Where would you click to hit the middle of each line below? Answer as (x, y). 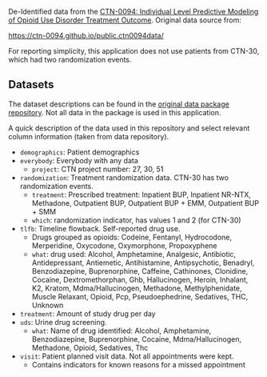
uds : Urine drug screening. (63, 322)
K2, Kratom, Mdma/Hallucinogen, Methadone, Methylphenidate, (137, 288)
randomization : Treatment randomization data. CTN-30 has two (124, 177)
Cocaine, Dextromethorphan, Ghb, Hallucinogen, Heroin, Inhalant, (140, 279)
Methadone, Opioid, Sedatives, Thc (90, 347)
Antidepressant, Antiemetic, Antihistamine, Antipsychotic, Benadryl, (143, 263)
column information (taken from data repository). (89, 136)
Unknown (48, 305)
